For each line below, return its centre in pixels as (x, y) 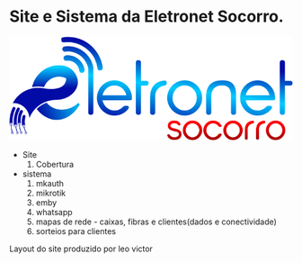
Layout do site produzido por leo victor (81, 249)
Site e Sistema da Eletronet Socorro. (147, 17)
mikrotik (51, 193)
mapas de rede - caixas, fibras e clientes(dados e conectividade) (156, 222)
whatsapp (54, 212)
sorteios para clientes (76, 231)
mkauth (50, 183)
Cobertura (55, 164)
